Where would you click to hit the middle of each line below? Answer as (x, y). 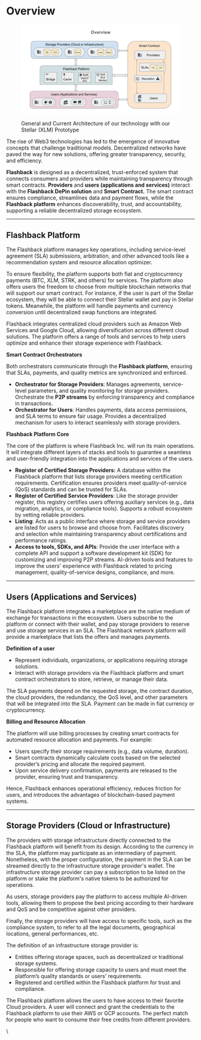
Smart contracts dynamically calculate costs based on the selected (98, 758)
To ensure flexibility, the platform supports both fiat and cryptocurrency (95, 274)
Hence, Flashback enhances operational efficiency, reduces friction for (94, 788)
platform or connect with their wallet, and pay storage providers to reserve (98, 624)
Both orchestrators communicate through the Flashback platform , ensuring (99, 366)
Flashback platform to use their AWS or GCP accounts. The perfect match (97, 1013)
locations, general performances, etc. (52, 933)
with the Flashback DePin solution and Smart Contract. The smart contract (100, 192)
